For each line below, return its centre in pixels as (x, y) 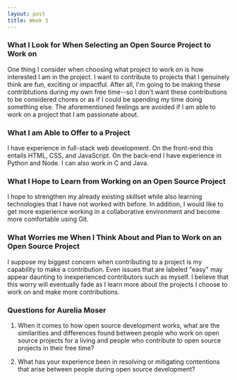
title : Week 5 (28, 20)
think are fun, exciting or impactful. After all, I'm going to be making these (114, 84)
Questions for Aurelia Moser (57, 310)
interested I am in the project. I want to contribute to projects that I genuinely (119, 77)
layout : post (26, 14)
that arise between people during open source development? (106, 369)
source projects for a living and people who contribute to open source (119, 340)
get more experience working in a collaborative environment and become (114, 212)
